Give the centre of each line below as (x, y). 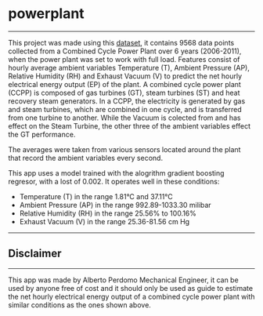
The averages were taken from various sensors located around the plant (124, 149)
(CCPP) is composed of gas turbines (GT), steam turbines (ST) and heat (124, 93)
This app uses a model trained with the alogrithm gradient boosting (116, 173)
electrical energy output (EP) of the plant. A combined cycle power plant (124, 84)
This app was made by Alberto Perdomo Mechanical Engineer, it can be (123, 280)
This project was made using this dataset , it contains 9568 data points (121, 42)
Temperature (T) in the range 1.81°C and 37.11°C (96, 196)
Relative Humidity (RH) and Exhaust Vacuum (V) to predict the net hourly (125, 76)
